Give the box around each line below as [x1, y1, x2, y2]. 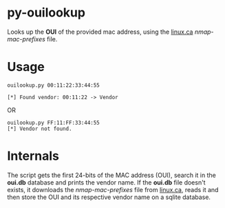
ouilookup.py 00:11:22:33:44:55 [7, 81, 100, 89]
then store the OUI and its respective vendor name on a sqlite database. [7, 193, 211, 201]
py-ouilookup [7, 5, 86, 21]
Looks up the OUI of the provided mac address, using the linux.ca [7, 28, 193, 36]
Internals [7, 148, 60, 164]
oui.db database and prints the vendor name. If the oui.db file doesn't [7, 178, 206, 187]
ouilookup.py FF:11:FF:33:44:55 [7, 119, 100, 126]
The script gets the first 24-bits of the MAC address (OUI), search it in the [7, 171, 217, 179]
